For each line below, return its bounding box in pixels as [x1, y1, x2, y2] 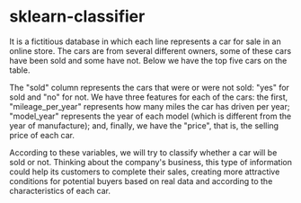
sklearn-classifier [9, 6, 146, 27]
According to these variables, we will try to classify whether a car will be [9, 146, 278, 158]
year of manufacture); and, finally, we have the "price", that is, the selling [9, 119, 279, 131]
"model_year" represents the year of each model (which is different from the [9, 110, 292, 121]
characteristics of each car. [9, 185, 111, 196]
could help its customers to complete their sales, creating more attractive [9, 166, 280, 177]
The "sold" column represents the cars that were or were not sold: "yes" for [9, 82, 290, 93]
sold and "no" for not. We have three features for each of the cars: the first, [9, 92, 288, 102]
